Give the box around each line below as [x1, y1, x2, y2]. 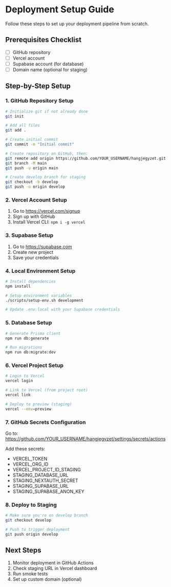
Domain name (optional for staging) [12, 66, 88, 72]
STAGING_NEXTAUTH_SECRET [12, 477, 78, 484]
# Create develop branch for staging [5, 175, 86, 180]
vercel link [5, 392, 31, 398]
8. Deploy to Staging [5, 501, 57, 508]
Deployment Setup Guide [5, 4, 114, 15]
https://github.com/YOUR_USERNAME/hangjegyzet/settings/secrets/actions [5, 435, 166, 442]
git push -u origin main [5, 166, 58, 171]
